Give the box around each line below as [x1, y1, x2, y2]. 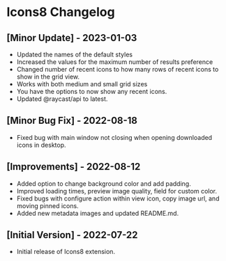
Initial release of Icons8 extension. [16, 248, 116, 256]
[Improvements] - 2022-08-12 [6, 161, 141, 173]
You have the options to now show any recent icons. [16, 88, 167, 95]
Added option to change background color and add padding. [16, 179, 191, 188]
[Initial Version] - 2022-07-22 [6, 229, 138, 241]
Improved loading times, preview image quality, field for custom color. [16, 187, 218, 195]
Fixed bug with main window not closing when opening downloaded [16, 133, 213, 141]
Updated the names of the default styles [16, 50, 133, 58]
